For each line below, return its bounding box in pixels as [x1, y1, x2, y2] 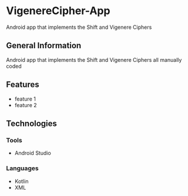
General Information [6, 41, 82, 51]
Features [6, 79, 39, 89]
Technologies [6, 118, 58, 128]
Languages [6, 164, 39, 172]
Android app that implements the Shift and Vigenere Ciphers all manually [6, 56, 182, 63]
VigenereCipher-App [6, 4, 110, 18]
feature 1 [14, 95, 36, 102]
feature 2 [14, 101, 37, 108]
